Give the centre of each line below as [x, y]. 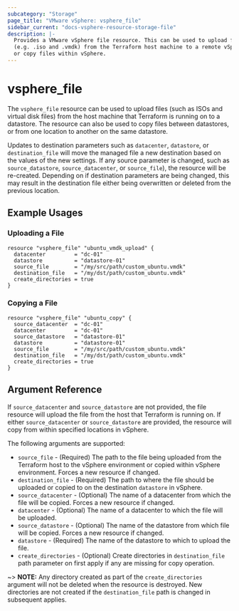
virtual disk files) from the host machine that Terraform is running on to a [114, 116]
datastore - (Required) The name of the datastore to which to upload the [124, 540]
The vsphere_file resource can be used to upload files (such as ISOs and [115, 108]
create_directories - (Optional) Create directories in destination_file [121, 555]
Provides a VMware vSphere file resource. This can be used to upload [121, 41]
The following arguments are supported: [67, 443]
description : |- [31, 34]
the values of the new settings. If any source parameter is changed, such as [118, 160]
